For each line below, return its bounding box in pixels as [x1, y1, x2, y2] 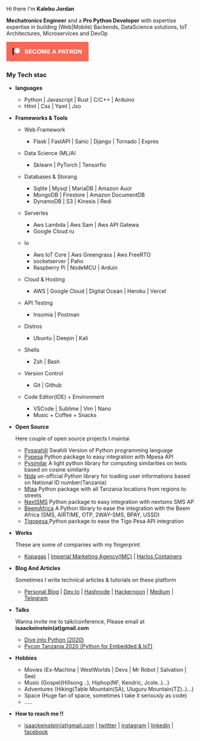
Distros [24, 323, 42, 330]
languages [15, 84, 43, 92]
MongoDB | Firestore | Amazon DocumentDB [33, 191, 145, 199]
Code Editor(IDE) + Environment [24, 394, 104, 401]
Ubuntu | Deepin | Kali [33, 335, 88, 342]
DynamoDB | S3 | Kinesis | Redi [33, 198, 112, 205]
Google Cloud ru [33, 227, 75, 235]
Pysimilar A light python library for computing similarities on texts [24, 460, 187, 467]
